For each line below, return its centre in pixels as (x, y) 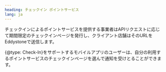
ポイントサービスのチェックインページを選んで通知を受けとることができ (83, 58)
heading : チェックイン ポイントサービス (42, 10)
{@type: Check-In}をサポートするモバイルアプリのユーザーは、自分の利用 (81, 52)
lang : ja (14, 14)
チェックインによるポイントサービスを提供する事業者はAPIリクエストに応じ (82, 29)
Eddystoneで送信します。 (31, 41)
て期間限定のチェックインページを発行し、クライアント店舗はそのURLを (79, 35)
